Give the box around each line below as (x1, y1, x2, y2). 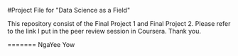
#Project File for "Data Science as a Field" (7, 6, 130, 14)
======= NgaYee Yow (7, 41, 75, 48)
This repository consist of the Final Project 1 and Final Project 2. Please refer (7, 20, 231, 27)
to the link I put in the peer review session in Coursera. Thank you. (7, 27, 201, 35)
